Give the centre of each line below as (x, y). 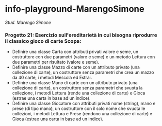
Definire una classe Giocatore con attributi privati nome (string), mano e (84, 104)
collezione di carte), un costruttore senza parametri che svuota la (77, 88)
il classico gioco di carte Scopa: (43, 41)
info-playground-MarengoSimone (75, 9)
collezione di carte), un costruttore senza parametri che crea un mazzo (83, 72)
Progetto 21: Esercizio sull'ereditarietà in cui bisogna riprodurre (81, 35)
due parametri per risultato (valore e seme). (56, 62)
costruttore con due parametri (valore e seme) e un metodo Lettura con (83, 57)
